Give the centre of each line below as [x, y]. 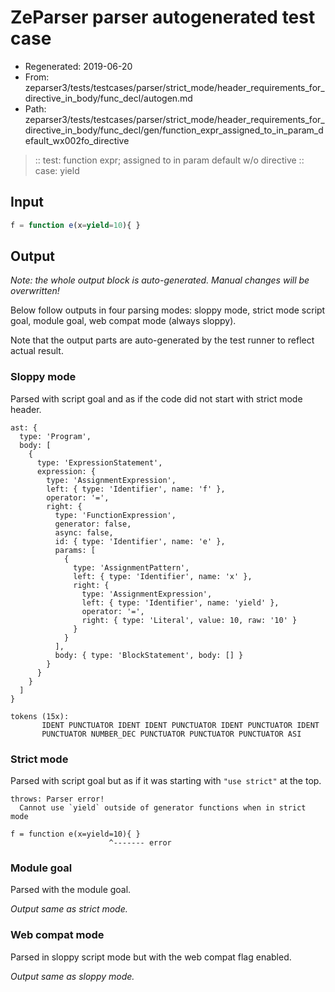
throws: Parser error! [57, 799]
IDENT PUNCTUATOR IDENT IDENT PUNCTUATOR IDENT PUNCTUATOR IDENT [180, 725]
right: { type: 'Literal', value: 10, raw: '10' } [189, 620]
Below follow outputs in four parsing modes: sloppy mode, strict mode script [168, 310]
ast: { [24, 427]
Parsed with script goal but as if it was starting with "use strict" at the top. [166, 781]
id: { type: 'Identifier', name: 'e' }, [140, 541]
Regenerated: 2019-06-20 [78, 66]
